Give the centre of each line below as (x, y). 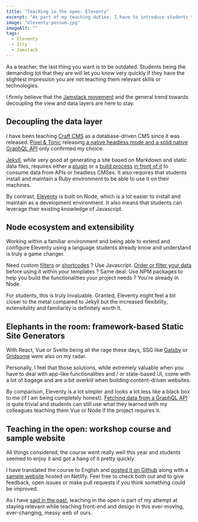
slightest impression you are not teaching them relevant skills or (83, 79)
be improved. (22, 489)
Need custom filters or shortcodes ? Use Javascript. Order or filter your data (99, 265)
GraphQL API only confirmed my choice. (55, 148)
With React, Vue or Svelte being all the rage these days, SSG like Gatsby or (97, 350)
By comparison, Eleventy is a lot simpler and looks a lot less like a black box (98, 392)
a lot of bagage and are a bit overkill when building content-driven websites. (99, 380)
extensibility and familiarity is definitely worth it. (64, 308)
